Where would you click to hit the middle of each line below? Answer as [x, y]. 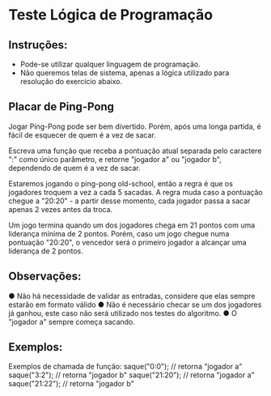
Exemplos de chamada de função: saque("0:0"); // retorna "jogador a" [125, 367]
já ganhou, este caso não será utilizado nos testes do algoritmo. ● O [123, 313]
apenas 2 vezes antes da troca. [61, 209]
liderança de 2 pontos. [46, 251]
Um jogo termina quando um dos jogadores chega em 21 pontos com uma [132, 225]
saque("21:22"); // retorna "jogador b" [72, 384]
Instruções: [38, 45]
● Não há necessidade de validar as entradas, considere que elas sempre [132, 296]
